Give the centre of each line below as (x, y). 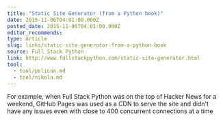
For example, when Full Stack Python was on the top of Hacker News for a (112, 97)
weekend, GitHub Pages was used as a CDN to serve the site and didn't (108, 104)
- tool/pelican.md (40, 71)
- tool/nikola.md (38, 77)
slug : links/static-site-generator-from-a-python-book (87, 45)
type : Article (27, 39)
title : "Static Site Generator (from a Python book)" (86, 13)
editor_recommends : (35, 33)
